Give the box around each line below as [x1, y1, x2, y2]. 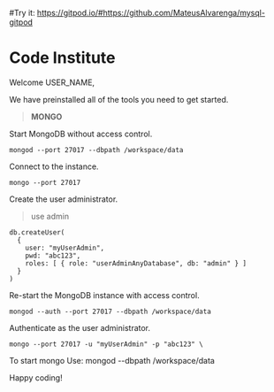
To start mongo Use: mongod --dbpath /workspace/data [9, 355, 215, 365]
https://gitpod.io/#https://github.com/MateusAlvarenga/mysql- [36, 8, 265, 18]
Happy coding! [9, 372, 64, 383]
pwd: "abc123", [25, 251, 81, 260]
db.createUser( [9, 227, 65, 237]
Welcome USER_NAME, [9, 77, 95, 88]
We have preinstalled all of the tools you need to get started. [9, 94, 229, 104]
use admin [30, 211, 69, 221]
